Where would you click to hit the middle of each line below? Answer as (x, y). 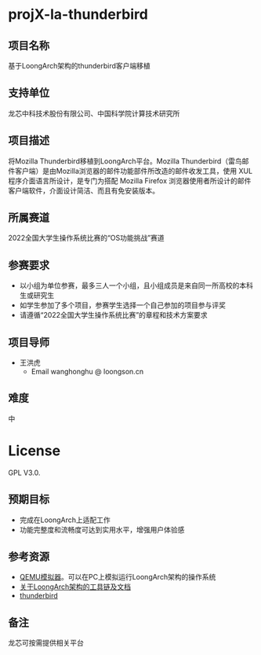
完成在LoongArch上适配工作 (65, 520)
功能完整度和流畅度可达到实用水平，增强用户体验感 (102, 529)
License (34, 451)
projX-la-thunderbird (78, 15)
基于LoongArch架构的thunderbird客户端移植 (79, 66)
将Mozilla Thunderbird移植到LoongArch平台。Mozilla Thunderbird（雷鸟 (125, 161)
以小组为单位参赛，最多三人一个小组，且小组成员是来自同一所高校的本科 (136, 285)
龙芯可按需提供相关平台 (46, 643)
